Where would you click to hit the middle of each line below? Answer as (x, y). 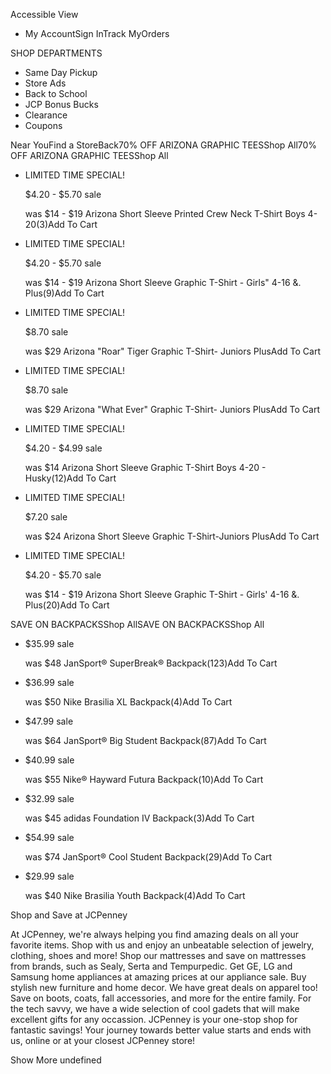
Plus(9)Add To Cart (64, 293)
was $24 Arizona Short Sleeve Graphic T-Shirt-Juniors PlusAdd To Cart (172, 536)
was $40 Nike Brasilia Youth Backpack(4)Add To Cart (135, 895)
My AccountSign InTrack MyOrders (97, 33)
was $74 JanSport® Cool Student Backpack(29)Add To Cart (148, 857)
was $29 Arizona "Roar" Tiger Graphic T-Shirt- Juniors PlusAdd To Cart (172, 351)
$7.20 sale (46, 517)
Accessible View (44, 14)
